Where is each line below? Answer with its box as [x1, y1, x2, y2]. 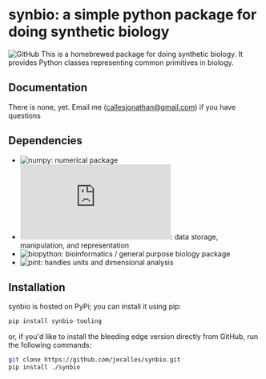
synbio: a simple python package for [8, 6, 257, 24]
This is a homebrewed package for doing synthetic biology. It [41, 49, 243, 58]
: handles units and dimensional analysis [40, 257, 174, 267]
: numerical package [50, 155, 119, 165]
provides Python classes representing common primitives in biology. [8, 58, 234, 67]
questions [8, 111, 42, 120]
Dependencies [8, 134, 83, 147]
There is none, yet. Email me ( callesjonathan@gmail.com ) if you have [8, 102, 236, 111]
